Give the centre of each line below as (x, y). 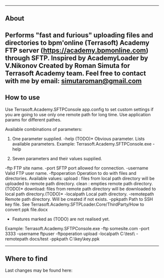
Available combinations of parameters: (44, 129)
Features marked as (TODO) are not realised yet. (61, 219)
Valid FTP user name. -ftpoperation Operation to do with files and (71, 173)
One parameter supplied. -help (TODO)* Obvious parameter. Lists (78, 139)
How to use (22, 97)
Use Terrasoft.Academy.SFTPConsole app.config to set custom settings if (79, 109)
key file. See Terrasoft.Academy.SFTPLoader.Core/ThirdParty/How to (75, 204)
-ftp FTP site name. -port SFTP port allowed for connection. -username (77, 168)
